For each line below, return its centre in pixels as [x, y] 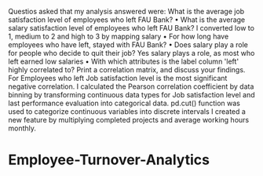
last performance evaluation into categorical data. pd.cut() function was [124, 103]
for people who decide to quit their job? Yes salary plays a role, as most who [131, 53]
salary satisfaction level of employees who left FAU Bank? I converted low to [131, 28]
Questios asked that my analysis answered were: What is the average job [126, 11]
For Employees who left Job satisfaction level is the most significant [118, 78]
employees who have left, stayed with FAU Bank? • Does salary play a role [128, 45]
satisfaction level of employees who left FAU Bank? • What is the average [127, 20]
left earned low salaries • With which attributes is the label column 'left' [124, 61]
